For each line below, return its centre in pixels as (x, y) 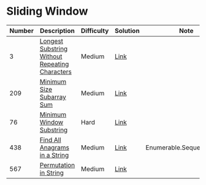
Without (51, 56)
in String (52, 173)
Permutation (57, 165)
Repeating (54, 64)
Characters (56, 72)
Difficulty (95, 31)
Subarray (53, 97)
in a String (54, 155)
